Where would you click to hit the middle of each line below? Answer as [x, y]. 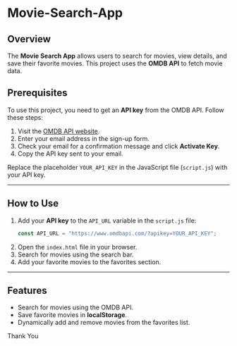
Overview [29, 39]
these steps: [25, 117]
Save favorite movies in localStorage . [72, 315]
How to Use [33, 203]
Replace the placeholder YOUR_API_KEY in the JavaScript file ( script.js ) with [117, 167]
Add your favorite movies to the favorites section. [89, 261]
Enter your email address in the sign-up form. [84, 138]
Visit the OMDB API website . [59, 131]
